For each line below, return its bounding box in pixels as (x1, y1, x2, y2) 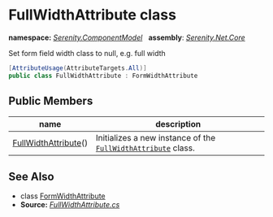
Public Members (8, 94, 93, 108)
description (155, 118, 201, 129)
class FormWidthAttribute (19, 191, 106, 201)
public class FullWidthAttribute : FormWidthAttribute (8, 72, 198, 80)
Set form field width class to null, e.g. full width (8, 48, 167, 58)
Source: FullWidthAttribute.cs (19, 200, 120, 210)
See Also (8, 169, 54, 184)
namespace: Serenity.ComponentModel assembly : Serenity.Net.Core (8, 33, 245, 42)
